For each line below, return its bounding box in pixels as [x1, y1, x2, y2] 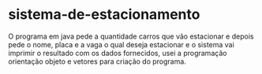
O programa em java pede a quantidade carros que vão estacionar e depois [8, 31, 254, 41]
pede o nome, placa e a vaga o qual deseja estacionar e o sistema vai [8, 39, 234, 49]
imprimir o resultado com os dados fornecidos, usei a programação [8, 48, 227, 57]
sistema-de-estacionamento [8, 6, 200, 24]
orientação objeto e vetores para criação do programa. [8, 57, 187, 66]
